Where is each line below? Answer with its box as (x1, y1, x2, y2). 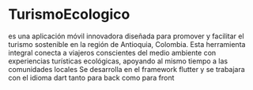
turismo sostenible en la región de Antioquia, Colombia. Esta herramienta (8, 39, 246, 49)
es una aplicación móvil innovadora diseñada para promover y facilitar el (8, 31, 244, 41)
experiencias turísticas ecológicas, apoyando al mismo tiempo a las (8, 56, 228, 66)
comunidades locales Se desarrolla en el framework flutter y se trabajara (8, 64, 245, 74)
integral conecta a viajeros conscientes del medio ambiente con (8, 48, 217, 57)
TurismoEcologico (8, 5, 130, 23)
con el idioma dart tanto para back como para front (8, 73, 175, 82)
